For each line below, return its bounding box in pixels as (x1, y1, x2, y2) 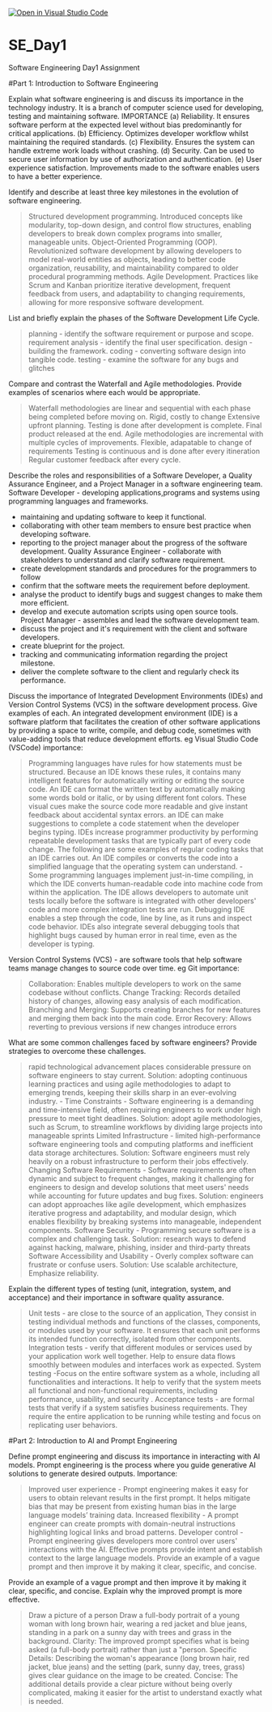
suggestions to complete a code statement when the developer (28, 818, 240, 828)
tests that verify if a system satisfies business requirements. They (28, 1403, 248, 1413)
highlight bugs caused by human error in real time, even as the (28, 930, 237, 940)
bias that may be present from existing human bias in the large (28, 1502, 237, 1511)
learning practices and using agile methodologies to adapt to (28, 1079, 232, 1089)
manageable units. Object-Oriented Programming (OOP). (28, 237, 218, 247)
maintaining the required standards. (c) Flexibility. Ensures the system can (8, 137, 255, 147)
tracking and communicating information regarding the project (19, 649, 228, 659)
